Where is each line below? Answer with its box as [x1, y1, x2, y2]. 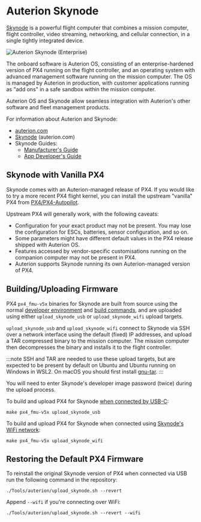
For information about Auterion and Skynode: [6, 115, 118, 123]
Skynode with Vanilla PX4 [6, 170, 105, 180]
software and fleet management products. [6, 103, 110, 111]
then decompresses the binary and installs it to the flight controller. [6, 344, 172, 351]
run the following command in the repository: [6, 476, 118, 484]
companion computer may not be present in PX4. [14, 253, 137, 261]
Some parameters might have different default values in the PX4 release [14, 234, 193, 241]
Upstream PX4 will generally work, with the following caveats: [6, 210, 159, 217]
